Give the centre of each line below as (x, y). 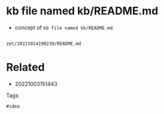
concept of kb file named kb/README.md (64, 27)
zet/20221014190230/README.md (44, 44)
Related (25, 67)
